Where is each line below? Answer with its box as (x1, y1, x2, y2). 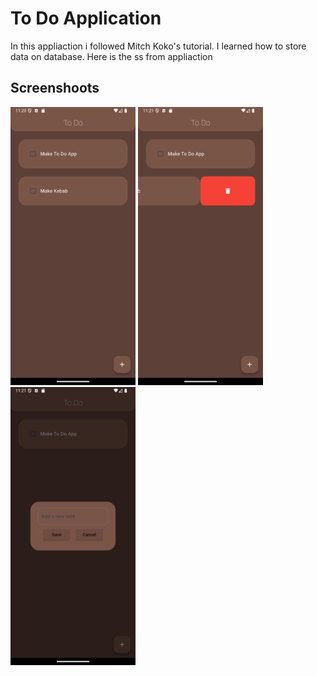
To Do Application (10, 7, 162, 30)
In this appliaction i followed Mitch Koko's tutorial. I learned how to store (10, 40, 307, 52)
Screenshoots (10, 80, 100, 97)
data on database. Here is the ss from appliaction (10, 50, 213, 62)
